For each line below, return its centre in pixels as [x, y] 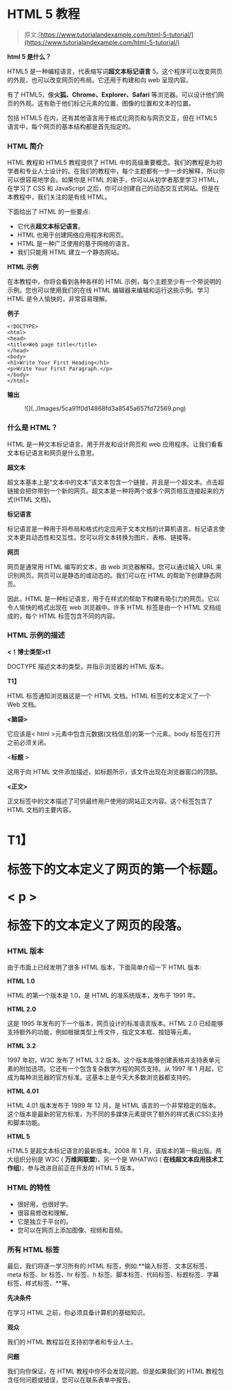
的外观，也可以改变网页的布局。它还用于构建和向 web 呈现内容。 [99, 79]
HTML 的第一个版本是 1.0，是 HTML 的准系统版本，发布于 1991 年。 [103, 996]
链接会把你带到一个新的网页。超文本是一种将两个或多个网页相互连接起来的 [113, 490]
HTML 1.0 [21, 981]
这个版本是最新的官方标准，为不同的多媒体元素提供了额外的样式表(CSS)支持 [115, 1114]
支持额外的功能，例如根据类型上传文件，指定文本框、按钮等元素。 [101, 1032]
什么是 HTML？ [32, 427]
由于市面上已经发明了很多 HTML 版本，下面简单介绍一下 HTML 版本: [104, 967]
